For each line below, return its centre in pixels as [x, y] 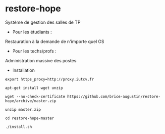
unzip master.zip [23, 109]
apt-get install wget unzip [34, 88]
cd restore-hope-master [30, 118]
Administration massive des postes [41, 60]
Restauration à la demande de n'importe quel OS [55, 41]
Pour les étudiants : [32, 32]
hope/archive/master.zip [31, 101]
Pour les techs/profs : [34, 51]
